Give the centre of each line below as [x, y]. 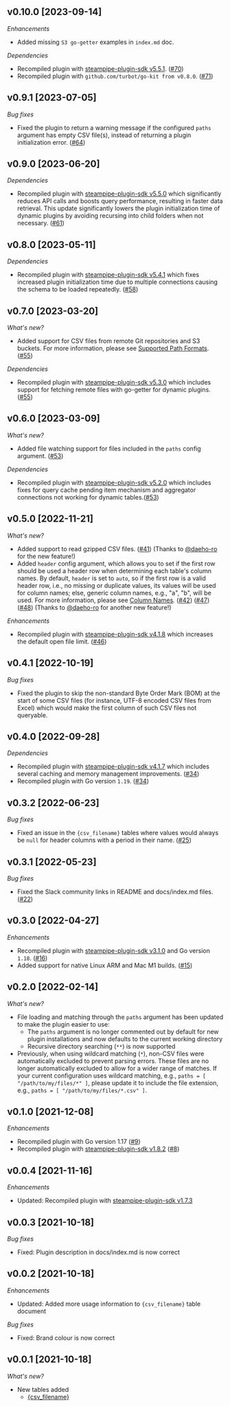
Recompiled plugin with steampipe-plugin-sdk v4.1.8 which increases [115, 634]
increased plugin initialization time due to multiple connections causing [117, 282]
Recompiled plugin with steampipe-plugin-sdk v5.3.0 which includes [114, 382]
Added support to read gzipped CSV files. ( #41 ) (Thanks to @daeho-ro [117, 548]
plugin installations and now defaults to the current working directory [125, 1039]
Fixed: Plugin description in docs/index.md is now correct [99, 1252]
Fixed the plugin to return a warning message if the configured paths [114, 127]
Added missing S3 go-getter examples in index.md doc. [95, 42]
